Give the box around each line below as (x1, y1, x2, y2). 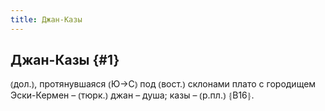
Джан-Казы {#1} (10, 52, 120, 69)
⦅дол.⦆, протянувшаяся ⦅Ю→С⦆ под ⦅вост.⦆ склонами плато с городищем (10, 78, 317, 90)
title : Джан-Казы (10, 14, 83, 25)
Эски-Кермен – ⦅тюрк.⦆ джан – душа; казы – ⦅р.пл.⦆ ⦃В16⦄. (10, 89, 255, 101)
